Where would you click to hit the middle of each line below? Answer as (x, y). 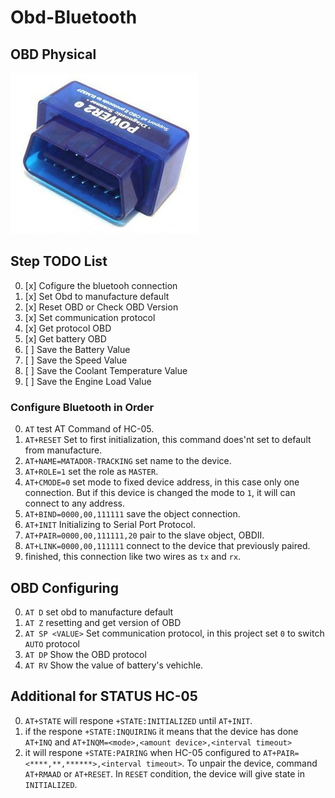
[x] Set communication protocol (90, 317)
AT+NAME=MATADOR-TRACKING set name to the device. (128, 461)
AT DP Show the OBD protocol (85, 654)
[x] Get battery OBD (65, 338)
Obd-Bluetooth (74, 17)
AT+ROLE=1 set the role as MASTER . (91, 472)
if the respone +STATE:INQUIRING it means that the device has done (161, 731)
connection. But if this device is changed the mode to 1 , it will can (160, 493)
